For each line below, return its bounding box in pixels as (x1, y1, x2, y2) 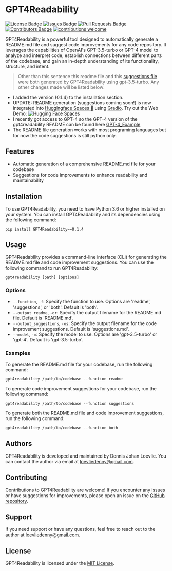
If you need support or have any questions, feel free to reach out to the (5, 526, 156, 532)
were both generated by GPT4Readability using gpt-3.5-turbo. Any (17, 79, 159, 85)
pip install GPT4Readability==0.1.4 (5, 226, 84, 232)
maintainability (12, 177, 44, 183)
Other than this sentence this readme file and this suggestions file (17, 73, 158, 79)
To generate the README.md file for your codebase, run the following (5, 361, 153, 367)
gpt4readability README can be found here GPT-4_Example (12, 121, 141, 127)
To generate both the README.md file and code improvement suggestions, (5, 410, 164, 416)
